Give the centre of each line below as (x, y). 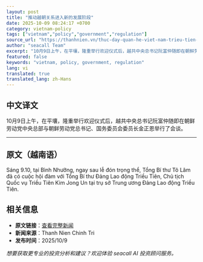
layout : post (23, 12)
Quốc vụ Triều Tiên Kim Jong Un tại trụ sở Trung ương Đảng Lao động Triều (101, 182)
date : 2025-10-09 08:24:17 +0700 (48, 23)
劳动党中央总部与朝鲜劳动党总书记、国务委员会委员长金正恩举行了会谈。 (96, 128)
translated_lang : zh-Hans (39, 79)
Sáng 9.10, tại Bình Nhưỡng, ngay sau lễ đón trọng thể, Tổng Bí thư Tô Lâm (98, 170)
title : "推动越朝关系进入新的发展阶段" (50, 18)
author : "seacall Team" (36, 46)
